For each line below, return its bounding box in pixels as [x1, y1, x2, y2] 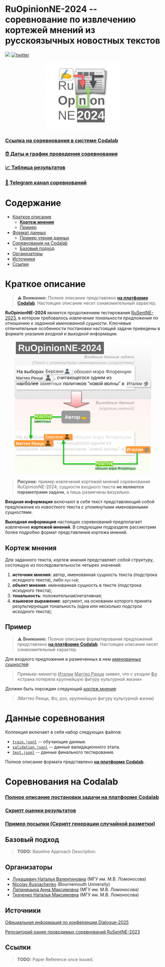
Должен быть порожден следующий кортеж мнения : [5, 685, 117, 691]
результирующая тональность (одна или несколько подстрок [12, 603, 142, 609]
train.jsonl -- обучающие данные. [12, 738, 87, 744]
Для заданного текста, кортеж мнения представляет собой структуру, [5, 557, 154, 563]
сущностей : [5, 661, 30, 667]
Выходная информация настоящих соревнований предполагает [5, 519, 142, 525]
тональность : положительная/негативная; [12, 592, 102, 598]
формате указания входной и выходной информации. [5, 331, 118, 337]
